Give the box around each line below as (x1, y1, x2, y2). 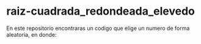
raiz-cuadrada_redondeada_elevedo (6, 4, 196, 18)
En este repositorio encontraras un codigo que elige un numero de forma (6, 24, 190, 32)
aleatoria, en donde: (6, 31, 57, 38)
